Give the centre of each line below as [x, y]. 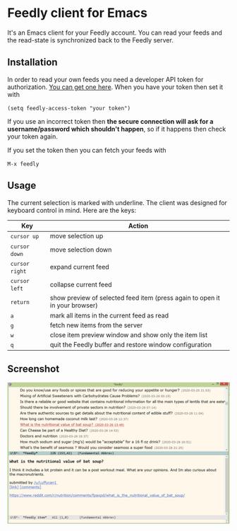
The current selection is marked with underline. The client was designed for [117, 202]
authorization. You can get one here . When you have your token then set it [115, 87]
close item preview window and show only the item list [129, 335]
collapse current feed [81, 284]
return [20, 302]
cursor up [25, 237]
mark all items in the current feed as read [109, 315]
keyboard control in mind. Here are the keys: [72, 210]
